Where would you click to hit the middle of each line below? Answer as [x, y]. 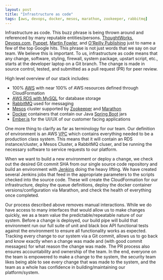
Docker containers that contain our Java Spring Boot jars [70, 114]
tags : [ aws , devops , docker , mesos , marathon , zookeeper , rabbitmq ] [76, 19]
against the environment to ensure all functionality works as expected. [76, 231]
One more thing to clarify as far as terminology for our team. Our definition [80, 129]
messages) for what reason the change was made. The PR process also [78, 246]
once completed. [22, 195]
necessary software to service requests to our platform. [61, 149]
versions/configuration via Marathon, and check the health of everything [78, 190]
